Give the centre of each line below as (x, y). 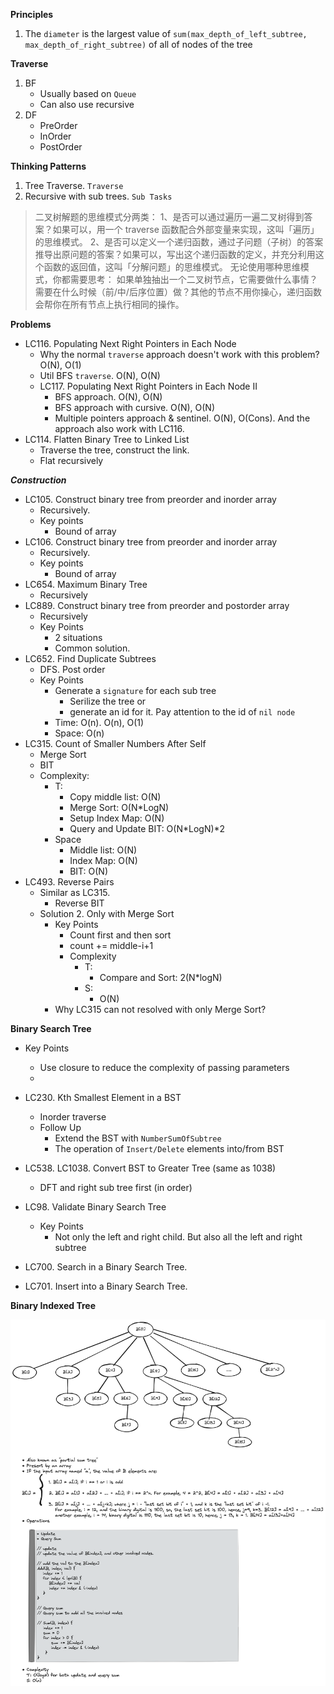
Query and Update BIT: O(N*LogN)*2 (147, 828)
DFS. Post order (72, 669)
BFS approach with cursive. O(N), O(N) (134, 407)
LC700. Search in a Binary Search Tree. (106, 1267)
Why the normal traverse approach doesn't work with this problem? (179, 354)
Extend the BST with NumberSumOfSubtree (138, 1138)
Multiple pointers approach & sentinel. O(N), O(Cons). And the (182, 418)
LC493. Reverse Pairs (69, 882)
